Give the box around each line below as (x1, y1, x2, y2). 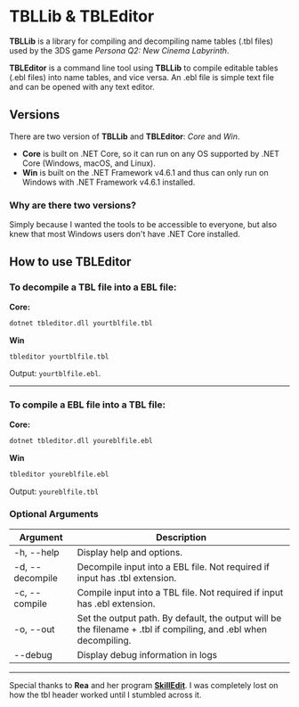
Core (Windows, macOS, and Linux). (21, 158, 156, 169)
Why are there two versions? (9, 199, 136, 211)
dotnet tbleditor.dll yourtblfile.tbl (9, 318, 153, 327)
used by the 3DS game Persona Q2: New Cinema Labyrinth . (9, 45, 230, 55)
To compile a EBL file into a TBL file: (9, 399, 166, 411)
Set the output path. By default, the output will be (77, 612, 282, 624)
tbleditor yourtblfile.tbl (9, 352, 109, 361)
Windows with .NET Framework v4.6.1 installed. (21, 177, 196, 187)
